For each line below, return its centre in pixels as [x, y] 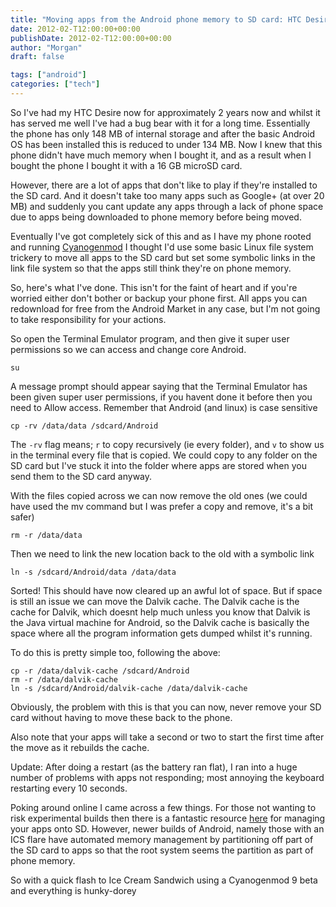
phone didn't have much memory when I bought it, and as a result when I [161, 155]
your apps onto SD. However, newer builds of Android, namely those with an [167, 828]
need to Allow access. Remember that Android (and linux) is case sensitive [164, 407]
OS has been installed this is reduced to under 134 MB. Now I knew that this [166, 144]
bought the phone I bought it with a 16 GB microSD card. [126, 165]
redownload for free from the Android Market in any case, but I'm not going [165, 308]
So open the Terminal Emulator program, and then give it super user [150, 338]
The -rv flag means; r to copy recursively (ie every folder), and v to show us [167, 444]
